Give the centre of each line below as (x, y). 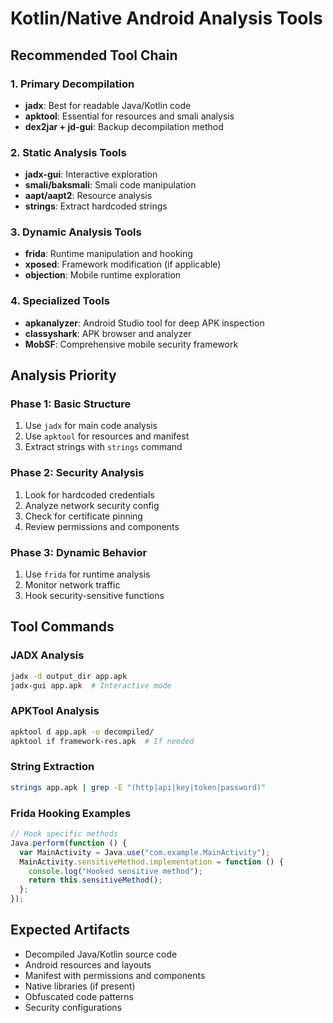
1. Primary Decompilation (72, 84)
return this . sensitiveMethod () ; (95, 880)
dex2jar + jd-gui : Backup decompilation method (124, 126)
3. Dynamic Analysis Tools (76, 232)
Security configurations (73, 1007)
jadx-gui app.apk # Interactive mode (91, 685)
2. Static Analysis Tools (68, 152)
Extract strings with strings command (103, 447)
